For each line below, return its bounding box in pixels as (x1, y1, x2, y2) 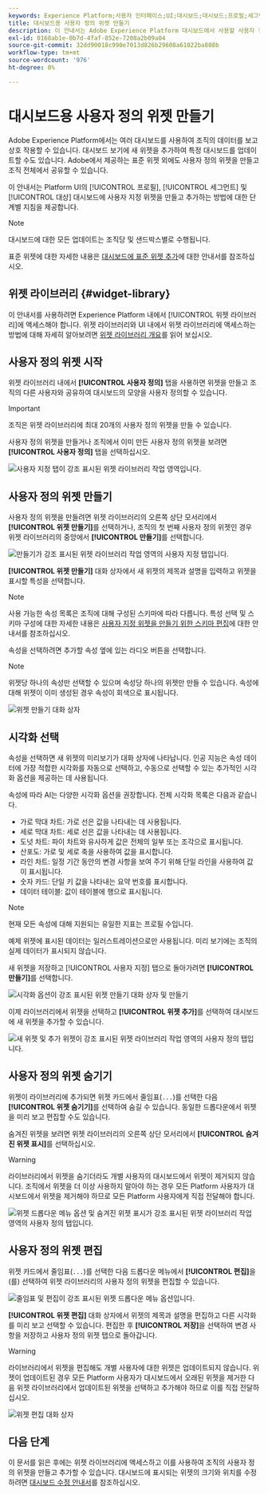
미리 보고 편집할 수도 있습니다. (16, 1112, 111, 1121)
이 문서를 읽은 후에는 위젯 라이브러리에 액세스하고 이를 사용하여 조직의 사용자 (8, 1457, 247, 1468)
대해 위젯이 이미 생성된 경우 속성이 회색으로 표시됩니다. (8, 688, 179, 698)
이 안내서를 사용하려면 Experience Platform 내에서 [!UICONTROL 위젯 (8, 309, 229, 319)
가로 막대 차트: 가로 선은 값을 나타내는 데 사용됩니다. (19, 817, 182, 826)
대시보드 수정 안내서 (29, 1477, 92, 1488)
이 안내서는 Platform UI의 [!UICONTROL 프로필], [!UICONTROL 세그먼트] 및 (8, 182, 247, 191)
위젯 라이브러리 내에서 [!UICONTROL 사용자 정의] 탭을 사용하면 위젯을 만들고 (8, 378, 249, 388)
